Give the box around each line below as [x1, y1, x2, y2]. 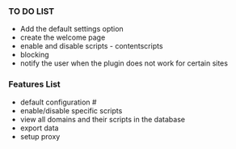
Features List [8, 79, 61, 90]
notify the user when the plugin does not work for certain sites [19, 58, 229, 68]
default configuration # [19, 97, 97, 107]
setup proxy [19, 131, 61, 141]
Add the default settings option [19, 24, 124, 34]
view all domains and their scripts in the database [19, 114, 186, 124]
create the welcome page [19, 32, 106, 42]
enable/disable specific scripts [19, 105, 123, 115]
